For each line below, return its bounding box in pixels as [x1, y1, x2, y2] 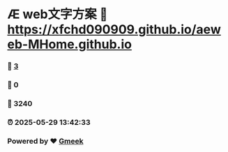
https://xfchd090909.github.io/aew [7, 22, 221, 38]
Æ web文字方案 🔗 [7, 6, 108, 22]
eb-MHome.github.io [7, 36, 132, 52]
